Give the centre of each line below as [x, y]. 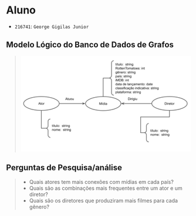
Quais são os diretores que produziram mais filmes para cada [103, 200]
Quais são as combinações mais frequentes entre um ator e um [106, 188]
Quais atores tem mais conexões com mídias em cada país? [102, 181]
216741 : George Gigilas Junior [52, 26]
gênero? [39, 207]
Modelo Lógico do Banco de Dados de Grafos [90, 45]
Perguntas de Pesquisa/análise [64, 168]
